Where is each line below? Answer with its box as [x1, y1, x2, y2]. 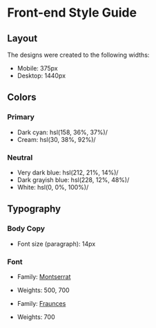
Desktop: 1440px [17, 71, 66, 80]
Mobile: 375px [17, 64, 58, 72]
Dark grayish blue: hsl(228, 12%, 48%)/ [17, 175, 130, 184]
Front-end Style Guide [7, 5, 137, 21]
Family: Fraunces [17, 299, 66, 307]
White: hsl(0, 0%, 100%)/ [17, 183, 89, 191]
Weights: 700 [17, 313, 55, 321]
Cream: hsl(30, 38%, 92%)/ [17, 135, 96, 143]
